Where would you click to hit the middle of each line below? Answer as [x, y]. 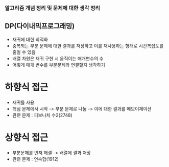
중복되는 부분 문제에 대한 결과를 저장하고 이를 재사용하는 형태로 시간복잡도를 [88, 46]
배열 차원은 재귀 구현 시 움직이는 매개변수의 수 [58, 58]
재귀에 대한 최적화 [30, 39]
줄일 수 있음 [24, 52]
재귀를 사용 [23, 102]
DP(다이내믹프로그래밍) [40, 26]
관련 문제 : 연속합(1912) [35, 159]
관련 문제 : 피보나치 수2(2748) [42, 115]
